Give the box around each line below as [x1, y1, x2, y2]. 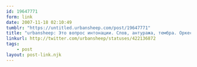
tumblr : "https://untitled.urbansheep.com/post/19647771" [6, 24, 151, 31]
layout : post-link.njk [6, 52, 62, 58]
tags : [6, 41, 19, 47]
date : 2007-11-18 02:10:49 [6, 19, 72, 25]
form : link [6, 14, 33, 20]
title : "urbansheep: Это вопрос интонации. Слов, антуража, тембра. [6, 30, 177, 36]
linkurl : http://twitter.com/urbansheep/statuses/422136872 [6, 36, 157, 41]
